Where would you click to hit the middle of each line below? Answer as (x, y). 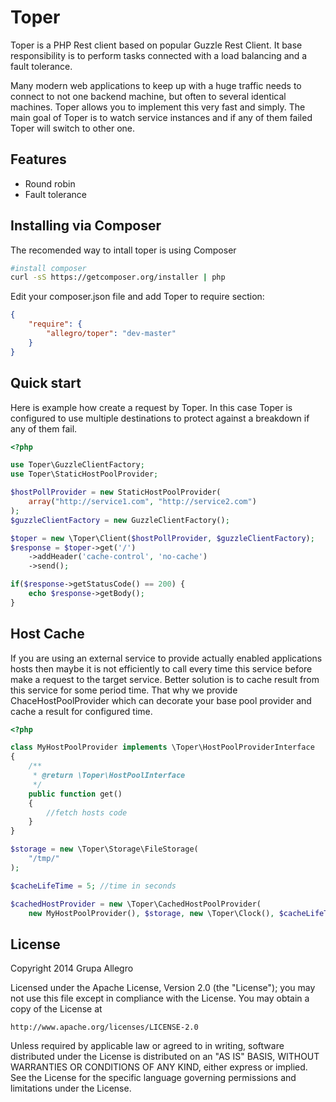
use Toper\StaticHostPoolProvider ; (84, 474)
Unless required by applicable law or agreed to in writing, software (147, 1046)
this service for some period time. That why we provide (124, 690)
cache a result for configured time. (81, 711)
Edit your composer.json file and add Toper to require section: (137, 297)
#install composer (48, 268)
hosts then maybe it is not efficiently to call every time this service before (161, 668)
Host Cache (47, 634)
